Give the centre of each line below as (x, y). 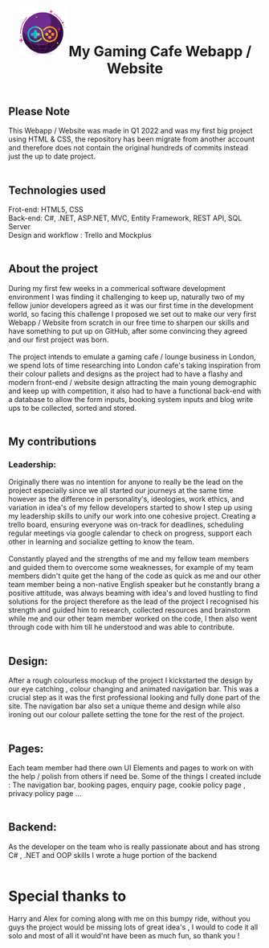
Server (19, 226)
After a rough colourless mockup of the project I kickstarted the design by (130, 680)
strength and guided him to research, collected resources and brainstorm (129, 610)
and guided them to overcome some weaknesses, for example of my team (131, 568)
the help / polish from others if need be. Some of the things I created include (135, 777)
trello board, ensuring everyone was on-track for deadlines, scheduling (126, 525)
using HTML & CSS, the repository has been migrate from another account (132, 139)
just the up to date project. (52, 156)
